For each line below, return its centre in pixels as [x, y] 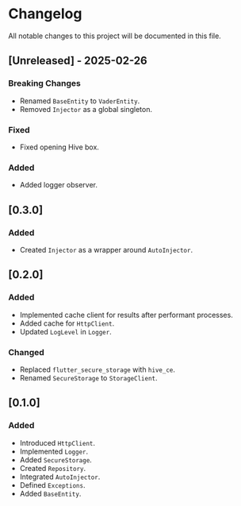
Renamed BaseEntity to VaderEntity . [80, 101]
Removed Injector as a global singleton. [86, 109]
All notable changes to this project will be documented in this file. [115, 36]
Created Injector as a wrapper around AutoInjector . [106, 249]
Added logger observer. [58, 185]
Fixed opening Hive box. [59, 147]
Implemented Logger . [54, 451]
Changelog [45, 14]
